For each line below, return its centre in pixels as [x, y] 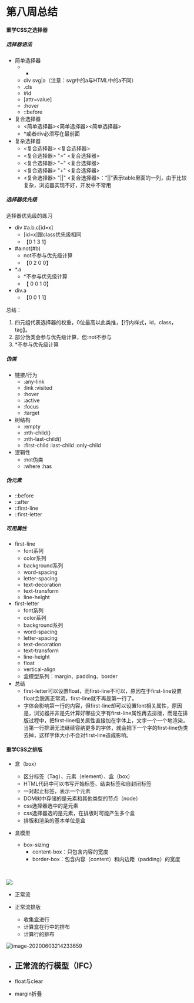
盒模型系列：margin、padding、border [70, 676]
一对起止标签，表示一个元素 [57, 791]
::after [22, 501]
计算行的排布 [39, 934]
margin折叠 [28, 994]
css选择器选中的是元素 [51, 806]
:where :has [38, 466]
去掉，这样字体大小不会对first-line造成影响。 [77, 735]
